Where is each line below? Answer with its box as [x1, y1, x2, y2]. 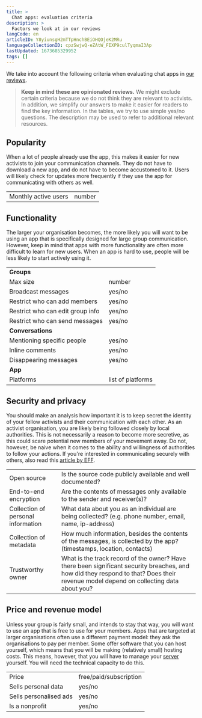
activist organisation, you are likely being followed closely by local [6, 425, 170, 432]
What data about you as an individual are [61, 505, 176, 513]
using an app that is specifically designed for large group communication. [6, 235, 189, 242]
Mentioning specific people [9, 336, 87, 345]
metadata [9, 541, 36, 549]
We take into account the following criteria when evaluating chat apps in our [6, 70, 195, 77]
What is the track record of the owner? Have [61, 554, 186, 563]
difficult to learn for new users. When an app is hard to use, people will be [6, 248, 189, 256]
